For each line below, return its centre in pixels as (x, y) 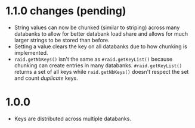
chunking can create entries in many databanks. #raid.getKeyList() (98, 65)
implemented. (31, 52)
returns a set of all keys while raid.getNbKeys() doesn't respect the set (101, 71)
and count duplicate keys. (46, 78)
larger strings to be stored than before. (62, 40)
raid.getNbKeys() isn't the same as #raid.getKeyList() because (93, 59)
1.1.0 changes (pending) (66, 11)
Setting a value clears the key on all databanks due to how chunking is (100, 46)
